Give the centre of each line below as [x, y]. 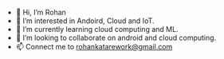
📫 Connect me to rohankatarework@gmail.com [94, 47]
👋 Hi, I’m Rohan [41, 12]
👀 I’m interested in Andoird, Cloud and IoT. [85, 21]
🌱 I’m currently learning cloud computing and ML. [97, 29]
